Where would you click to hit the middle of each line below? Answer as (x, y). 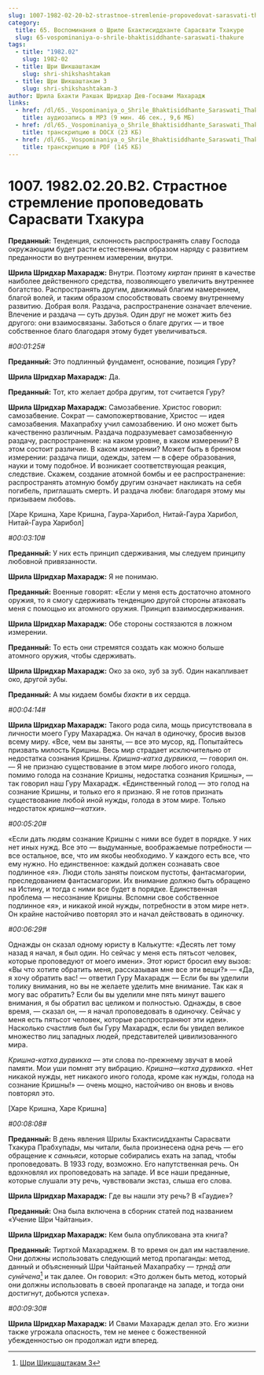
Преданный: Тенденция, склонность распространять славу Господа (124, 241)
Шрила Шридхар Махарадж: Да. (64, 377)
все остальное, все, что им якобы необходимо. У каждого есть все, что (129, 856)
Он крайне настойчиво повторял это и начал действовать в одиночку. (126, 914)
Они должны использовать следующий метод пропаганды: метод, (120, 1259)
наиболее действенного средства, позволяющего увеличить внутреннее (131, 281)
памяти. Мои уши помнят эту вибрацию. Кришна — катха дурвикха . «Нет (131, 1069)
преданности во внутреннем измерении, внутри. (91, 258)
